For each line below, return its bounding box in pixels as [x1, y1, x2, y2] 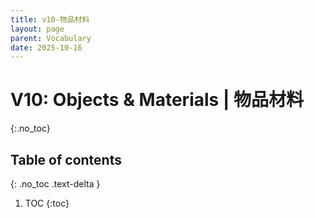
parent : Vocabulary [10, 33, 92, 43]
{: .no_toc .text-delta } [10, 178, 101, 190]
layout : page [10, 24, 65, 34]
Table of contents [10, 151, 122, 168]
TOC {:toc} [24, 197, 70, 209]
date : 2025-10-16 [10, 42, 83, 53]
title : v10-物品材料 [10, 14, 90, 25]
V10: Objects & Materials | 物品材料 [10, 89, 304, 111]
